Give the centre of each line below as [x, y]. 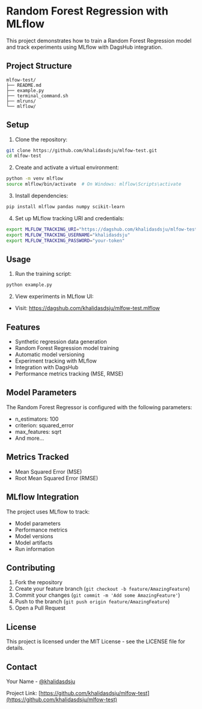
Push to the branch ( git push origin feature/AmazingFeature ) [92, 602]
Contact [22, 667]
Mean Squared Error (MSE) [48, 471]
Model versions [34, 536]
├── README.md [24, 85]
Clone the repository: [41, 139]
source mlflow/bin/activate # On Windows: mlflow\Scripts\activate [94, 184]
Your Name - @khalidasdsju [41, 681]
